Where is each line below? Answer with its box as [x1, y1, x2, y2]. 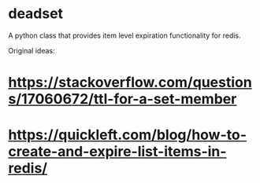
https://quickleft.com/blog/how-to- [8, 126, 247, 144]
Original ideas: [8, 46, 55, 55]
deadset [8, 5, 64, 23]
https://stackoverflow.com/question [8, 74, 252, 91]
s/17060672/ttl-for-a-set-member [8, 90, 237, 108]
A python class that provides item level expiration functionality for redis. [8, 31, 242, 40]
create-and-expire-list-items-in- [8, 143, 227, 161]
